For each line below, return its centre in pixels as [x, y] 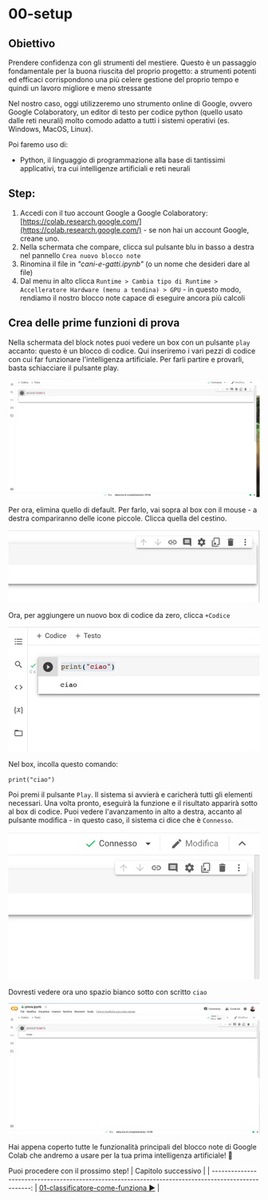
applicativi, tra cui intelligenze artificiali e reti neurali [105, 168]
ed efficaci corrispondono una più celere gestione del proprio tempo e [124, 80]
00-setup [41, 14]
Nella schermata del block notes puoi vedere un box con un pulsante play [129, 342]
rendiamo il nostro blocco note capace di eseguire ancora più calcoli [132, 297]
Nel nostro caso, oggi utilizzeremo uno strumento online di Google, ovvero [130, 104]
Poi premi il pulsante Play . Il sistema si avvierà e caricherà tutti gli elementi [130, 794]
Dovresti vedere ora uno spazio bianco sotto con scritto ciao [108, 992]
